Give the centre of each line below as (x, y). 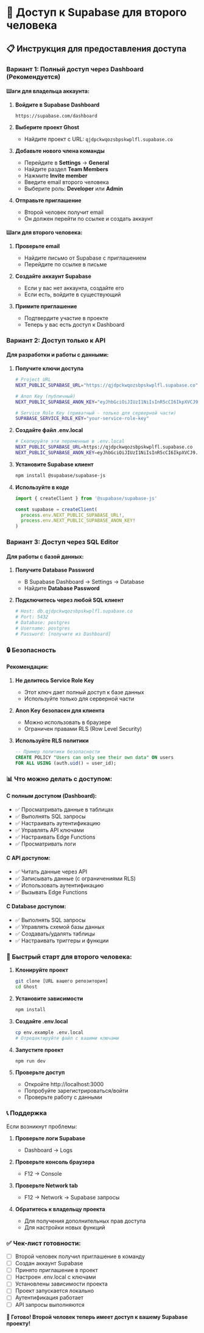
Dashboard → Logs (48, 1150)
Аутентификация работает (49, 1298)
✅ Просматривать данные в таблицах (64, 809)
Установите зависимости (49, 998)
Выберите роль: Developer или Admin (74, 188)
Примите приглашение (46, 306)
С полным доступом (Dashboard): (52, 795)
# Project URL (33, 380)
